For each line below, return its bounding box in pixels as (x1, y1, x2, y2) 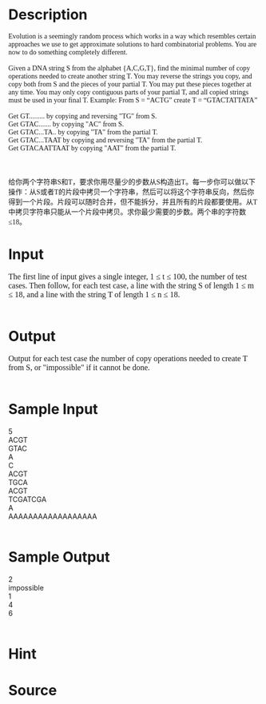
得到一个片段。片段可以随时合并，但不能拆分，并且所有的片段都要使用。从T (8, 197, 258, 206)
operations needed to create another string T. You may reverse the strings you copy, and (8, 72, 253, 81)
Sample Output (8, 547, 110, 566)
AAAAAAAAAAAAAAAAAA (8, 511, 97, 521)
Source (8, 682, 58, 700)
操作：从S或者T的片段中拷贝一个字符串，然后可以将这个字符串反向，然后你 (8, 188, 255, 197)
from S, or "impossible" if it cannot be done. (8, 362, 150, 372)
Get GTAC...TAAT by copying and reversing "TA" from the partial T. (8, 136, 203, 145)
